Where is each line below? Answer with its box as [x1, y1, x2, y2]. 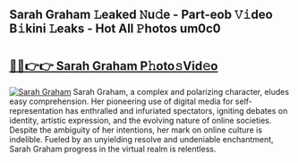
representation [9, 106, 64, 116]
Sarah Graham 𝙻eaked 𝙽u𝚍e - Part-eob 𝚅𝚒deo [9, 7, 273, 22]
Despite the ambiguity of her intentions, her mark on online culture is [9, 124, 262, 135]
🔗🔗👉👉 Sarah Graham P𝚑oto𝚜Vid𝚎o [9, 58, 218, 73]
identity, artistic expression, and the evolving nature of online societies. [9, 116, 272, 125]
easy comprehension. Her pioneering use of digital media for [9, 96, 234, 107]
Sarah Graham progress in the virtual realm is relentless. [9, 143, 217, 154]
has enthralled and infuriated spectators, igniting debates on [64, 106, 288, 116]
